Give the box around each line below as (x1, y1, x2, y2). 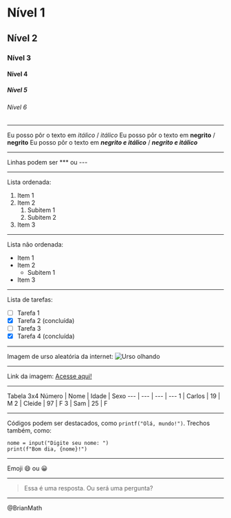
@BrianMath (7, 504, 43, 512)
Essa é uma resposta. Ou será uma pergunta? (23, 484, 153, 492)
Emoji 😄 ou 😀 (7, 464, 48, 473)
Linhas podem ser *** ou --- (7, 158, 88, 166)
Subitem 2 (27, 213, 57, 221)
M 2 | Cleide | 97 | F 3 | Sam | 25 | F (7, 399, 108, 407)
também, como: (7, 426, 52, 435)
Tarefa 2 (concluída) (16, 316, 75, 324)
